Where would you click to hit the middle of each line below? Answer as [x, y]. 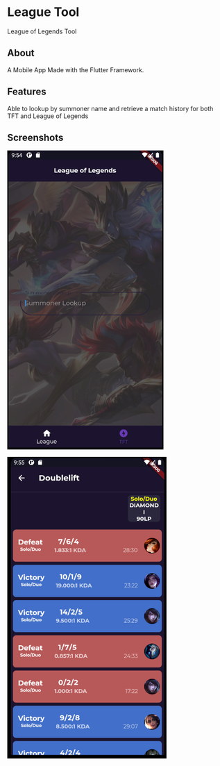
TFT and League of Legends [48, 116]
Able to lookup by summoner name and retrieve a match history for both [110, 108]
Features [27, 92]
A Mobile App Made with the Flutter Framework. [76, 69]
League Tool [43, 12]
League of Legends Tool [42, 31]
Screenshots [35, 137]
